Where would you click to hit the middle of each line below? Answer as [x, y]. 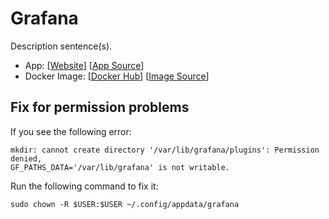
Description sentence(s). [61, 46]
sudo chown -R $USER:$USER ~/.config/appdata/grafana [125, 204]
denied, [26, 158]
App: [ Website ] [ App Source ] [84, 65]
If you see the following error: [71, 131]
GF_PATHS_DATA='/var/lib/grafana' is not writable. [120, 167]
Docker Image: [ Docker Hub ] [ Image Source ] [117, 76]
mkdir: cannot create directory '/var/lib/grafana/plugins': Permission [165, 150]
